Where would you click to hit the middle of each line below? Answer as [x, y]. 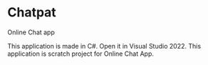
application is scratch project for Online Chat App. [81, 54]
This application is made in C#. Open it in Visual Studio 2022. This [104, 46]
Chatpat [32, 12]
